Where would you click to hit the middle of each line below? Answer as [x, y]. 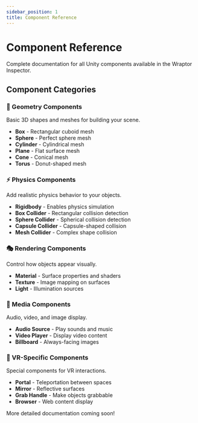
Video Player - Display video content [61, 335]
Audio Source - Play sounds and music [64, 329]
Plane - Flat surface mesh [47, 151]
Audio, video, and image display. [47, 317]
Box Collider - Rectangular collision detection [72, 213]
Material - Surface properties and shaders [68, 276]
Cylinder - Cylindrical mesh [49, 144]
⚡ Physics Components [41, 180]
